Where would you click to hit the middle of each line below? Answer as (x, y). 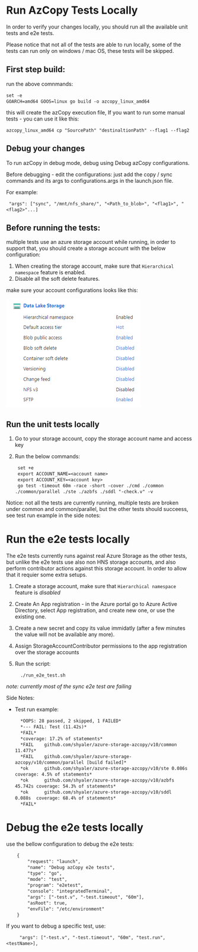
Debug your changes (46, 149)
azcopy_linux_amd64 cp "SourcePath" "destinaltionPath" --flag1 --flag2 (98, 130)
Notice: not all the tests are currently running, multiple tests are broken (92, 503)
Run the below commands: (47, 456)
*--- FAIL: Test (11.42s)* (54, 727)
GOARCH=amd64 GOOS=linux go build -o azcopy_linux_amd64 (78, 101)
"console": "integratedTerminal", (70, 891)
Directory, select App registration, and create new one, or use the (95, 610)
